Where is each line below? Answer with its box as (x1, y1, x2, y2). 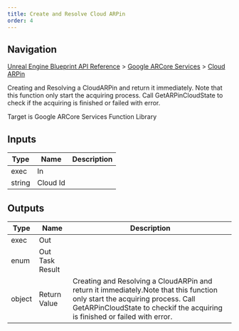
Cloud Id (37, 178, 65, 188)
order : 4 (7, 17, 33, 24)
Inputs (7, 133, 37, 145)
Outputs (7, 202, 45, 214)
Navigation (7, 43, 57, 56)
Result (38, 264, 60, 274)
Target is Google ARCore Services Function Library (7, 112, 157, 121)
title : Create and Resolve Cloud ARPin (7, 10, 126, 18)
